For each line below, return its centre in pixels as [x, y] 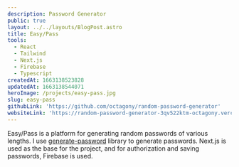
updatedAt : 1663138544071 [46, 87]
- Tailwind [30, 54]
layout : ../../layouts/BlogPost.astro [65, 27]
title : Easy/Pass [33, 34]
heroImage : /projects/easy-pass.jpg [62, 93]
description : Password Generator [57, 14]
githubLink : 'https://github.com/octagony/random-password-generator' [114, 107]
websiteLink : [27, 113]
